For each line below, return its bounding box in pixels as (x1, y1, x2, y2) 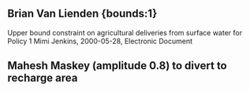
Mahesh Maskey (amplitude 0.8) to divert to (7, 59, 227, 72)
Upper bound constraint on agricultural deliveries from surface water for (7, 28, 242, 37)
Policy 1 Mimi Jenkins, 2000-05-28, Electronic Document (7, 36, 193, 46)
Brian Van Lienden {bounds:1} (7, 7, 158, 20)
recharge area (7, 72, 78, 85)
